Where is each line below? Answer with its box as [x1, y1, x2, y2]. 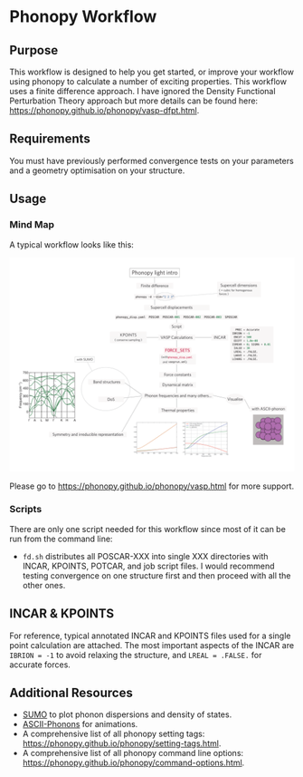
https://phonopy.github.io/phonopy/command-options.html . [22, 757, 245, 768]
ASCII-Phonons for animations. [22, 719, 138, 730]
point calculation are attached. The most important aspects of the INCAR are [9, 639, 295, 650]
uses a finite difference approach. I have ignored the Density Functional [9, 86, 276, 96]
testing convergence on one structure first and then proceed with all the [22, 569, 291, 581]
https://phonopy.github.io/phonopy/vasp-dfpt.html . [9, 105, 200, 115]
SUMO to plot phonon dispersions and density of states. [22, 709, 232, 720]
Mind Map [9, 219, 55, 231]
